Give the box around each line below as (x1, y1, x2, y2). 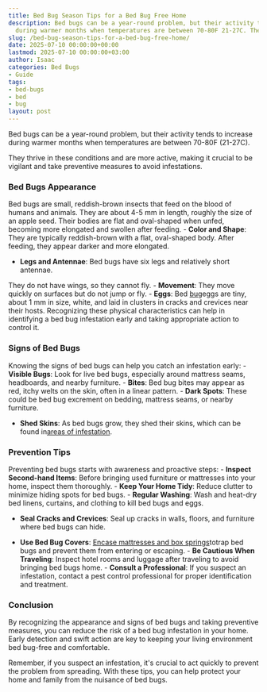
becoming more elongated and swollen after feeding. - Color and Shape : (8, 225, 247, 234)
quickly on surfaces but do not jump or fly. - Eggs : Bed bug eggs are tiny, (8, 289, 247, 298)
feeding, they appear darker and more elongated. (8, 241, 169, 251)
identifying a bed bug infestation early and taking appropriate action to (8, 314, 240, 324)
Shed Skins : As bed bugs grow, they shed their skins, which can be (19, 418, 241, 428)
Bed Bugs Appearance (8, 181, 97, 192)
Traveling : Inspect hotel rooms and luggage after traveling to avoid (19, 554, 239, 563)
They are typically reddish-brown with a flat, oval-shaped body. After (8, 233, 234, 243)
